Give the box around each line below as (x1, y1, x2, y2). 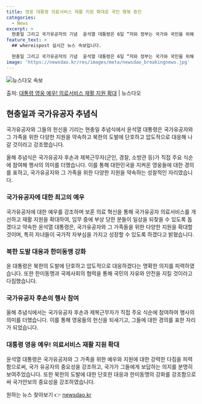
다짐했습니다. (6, 278, 37, 285)
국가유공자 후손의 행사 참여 (6, 294, 80, 302)
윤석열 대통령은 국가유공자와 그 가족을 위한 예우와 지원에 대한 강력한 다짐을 (6, 355, 182, 363)
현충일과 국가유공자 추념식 (6, 109, 98, 119)
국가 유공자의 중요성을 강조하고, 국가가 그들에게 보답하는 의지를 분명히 (28, 363, 193, 370)
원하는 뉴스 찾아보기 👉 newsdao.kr (6, 391, 92, 398)
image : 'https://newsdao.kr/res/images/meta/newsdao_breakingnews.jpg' (6, 59, 190, 65)
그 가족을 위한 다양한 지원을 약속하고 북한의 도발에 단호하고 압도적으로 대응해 (6, 134, 187, 141)
